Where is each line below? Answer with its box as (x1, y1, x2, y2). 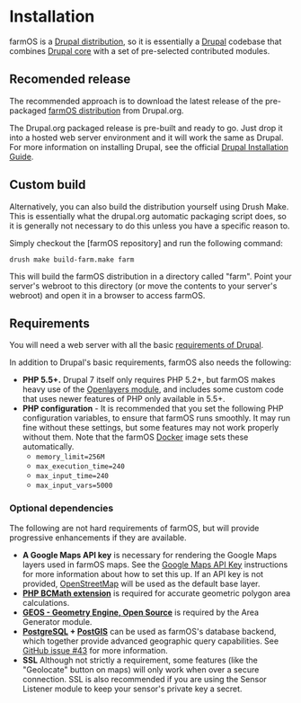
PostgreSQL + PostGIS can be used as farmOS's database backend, (22, 626, 277, 636)
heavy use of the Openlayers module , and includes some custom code (22, 384, 285, 395)
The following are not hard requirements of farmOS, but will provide (9, 522, 260, 533)
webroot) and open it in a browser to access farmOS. (9, 289, 206, 300)
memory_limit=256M (35, 452, 105, 462)
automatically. (22, 441, 75, 452)
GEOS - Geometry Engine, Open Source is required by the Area (22, 607, 259, 618)
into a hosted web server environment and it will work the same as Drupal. (9, 132, 284, 143)
